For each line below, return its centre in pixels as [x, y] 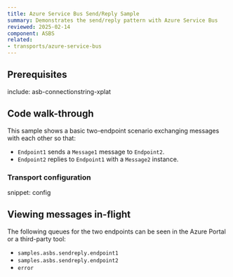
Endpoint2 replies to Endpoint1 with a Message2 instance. [98, 159]
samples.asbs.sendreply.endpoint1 [68, 253]
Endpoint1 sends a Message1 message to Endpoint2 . [91, 151]
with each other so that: [41, 138]
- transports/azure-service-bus [54, 46]
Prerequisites [37, 75]
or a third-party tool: [37, 238]
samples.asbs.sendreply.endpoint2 [68, 260]
